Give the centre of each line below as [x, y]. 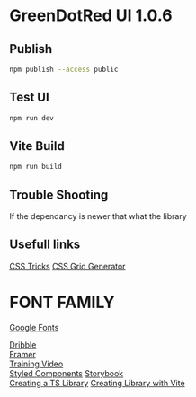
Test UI [29, 97]
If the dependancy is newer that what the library [98, 216]
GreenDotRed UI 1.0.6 [91, 16]
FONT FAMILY [62, 303]
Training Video [36, 364]
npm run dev [31, 118]
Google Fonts [34, 327]
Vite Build [37, 146]
